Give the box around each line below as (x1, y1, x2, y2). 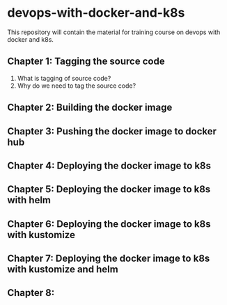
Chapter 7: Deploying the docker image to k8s (7, 253, 210, 265)
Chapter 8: (7, 287, 55, 299)
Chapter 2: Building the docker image (7, 102, 173, 114)
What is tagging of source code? (17, 74, 111, 82)
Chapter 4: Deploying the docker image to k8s (7, 159, 211, 171)
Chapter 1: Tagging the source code (7, 56, 165, 68)
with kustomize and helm (7, 263, 118, 276)
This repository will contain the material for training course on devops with (7, 28, 221, 36)
